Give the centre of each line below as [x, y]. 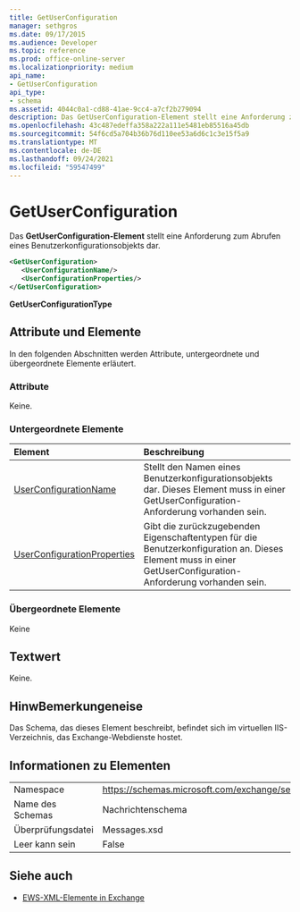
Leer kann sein [45, 844]
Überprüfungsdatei [54, 830]
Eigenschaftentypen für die [200, 537]
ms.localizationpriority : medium [71, 68]
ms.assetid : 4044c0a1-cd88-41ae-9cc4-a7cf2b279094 [105, 109]
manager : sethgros [43, 26]
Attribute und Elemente [75, 332]
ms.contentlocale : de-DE [55, 150]
